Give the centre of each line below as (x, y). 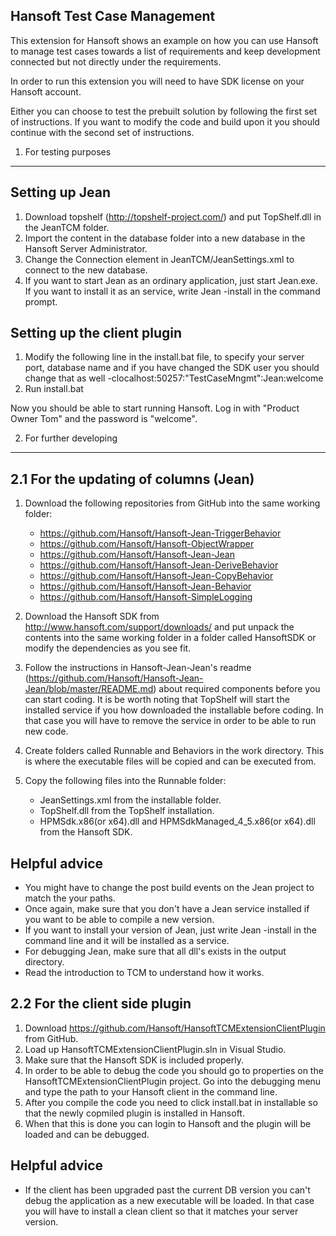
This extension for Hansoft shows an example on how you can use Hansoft (164, 40)
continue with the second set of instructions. (102, 132)
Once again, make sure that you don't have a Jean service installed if (167, 909)
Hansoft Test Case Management (113, 16)
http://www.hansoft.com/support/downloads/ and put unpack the (159, 627)
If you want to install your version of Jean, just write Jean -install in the (170, 930)
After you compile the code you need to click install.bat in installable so (171, 1102)
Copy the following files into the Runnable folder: (125, 781)
